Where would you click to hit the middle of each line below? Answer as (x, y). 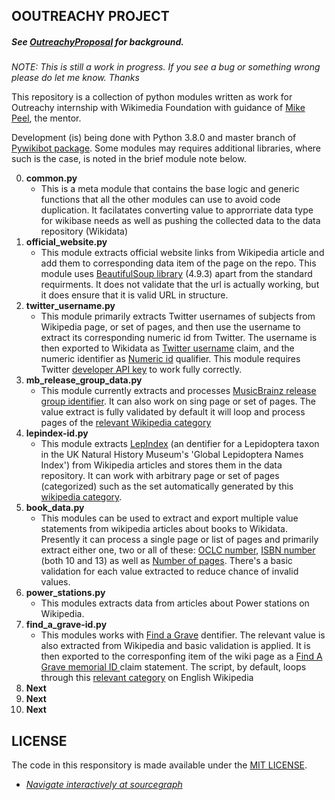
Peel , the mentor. (46, 118)
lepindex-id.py (57, 433)
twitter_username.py (70, 306)
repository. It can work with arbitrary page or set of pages (160, 476)
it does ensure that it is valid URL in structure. (134, 295)
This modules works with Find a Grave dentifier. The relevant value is (183, 635)
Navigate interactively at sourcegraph (104, 785)
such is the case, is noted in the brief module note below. (129, 159)
